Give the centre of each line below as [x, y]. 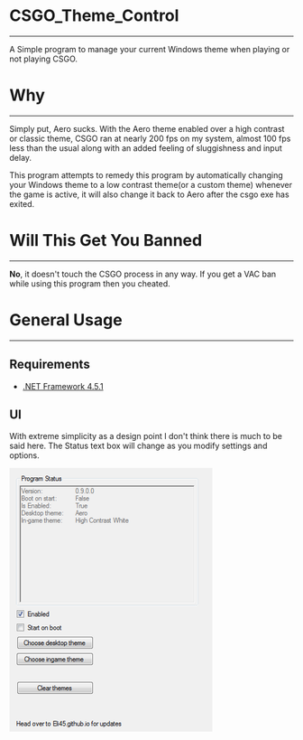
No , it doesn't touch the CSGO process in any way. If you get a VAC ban [143, 274]
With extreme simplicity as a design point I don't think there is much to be [146, 436]
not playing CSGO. [44, 59]
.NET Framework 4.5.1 [63, 386]
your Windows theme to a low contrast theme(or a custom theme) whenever [151, 184]
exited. [22, 203]
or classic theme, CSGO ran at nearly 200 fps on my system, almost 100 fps [150, 138]
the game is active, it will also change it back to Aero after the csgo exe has [150, 194]
